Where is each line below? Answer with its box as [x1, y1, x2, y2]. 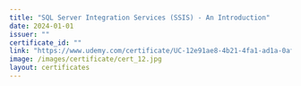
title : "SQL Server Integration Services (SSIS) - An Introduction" [9, 13, 271, 22]
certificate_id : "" [9, 38, 82, 47]
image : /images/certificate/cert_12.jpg [9, 55, 163, 64]
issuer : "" [9, 30, 50, 39]
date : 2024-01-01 [9, 21, 74, 30]
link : [9, 47, 30, 56]
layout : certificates [9, 64, 90, 73]
